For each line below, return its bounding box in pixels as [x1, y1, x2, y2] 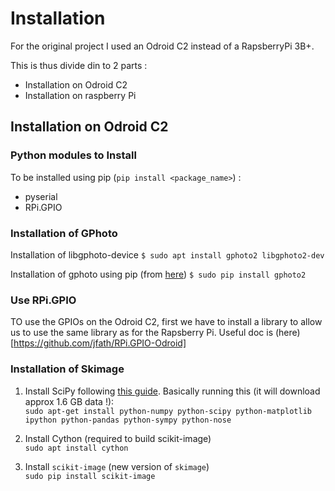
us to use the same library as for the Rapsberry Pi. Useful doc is [10, 327, 274, 339]
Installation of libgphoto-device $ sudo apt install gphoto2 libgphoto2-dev [10, 248, 325, 261]
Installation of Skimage [10, 362, 125, 376]
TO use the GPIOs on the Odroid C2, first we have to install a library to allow [10, 316, 323, 328]
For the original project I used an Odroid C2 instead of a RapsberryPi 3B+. [10, 40, 315, 52]
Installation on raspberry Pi [24, 89, 137, 101]
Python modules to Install [10, 148, 137, 162]
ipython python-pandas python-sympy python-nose [24, 415, 232, 425]
